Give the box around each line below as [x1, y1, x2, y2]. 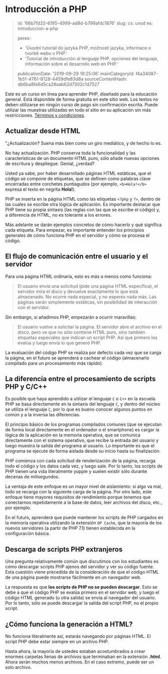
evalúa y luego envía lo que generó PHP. [17, 340, 101, 346]
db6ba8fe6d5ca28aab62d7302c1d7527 [17, 81, 100, 87]
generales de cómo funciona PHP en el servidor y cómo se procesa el [5, 232, 150, 238]
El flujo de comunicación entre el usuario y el [5, 252, 148, 261]
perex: [17, 35, 31, 41]
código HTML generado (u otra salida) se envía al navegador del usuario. [5, 595, 156, 601]
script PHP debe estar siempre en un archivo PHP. [5, 638, 109, 644]
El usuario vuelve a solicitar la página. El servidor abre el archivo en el [17, 323, 162, 329]
